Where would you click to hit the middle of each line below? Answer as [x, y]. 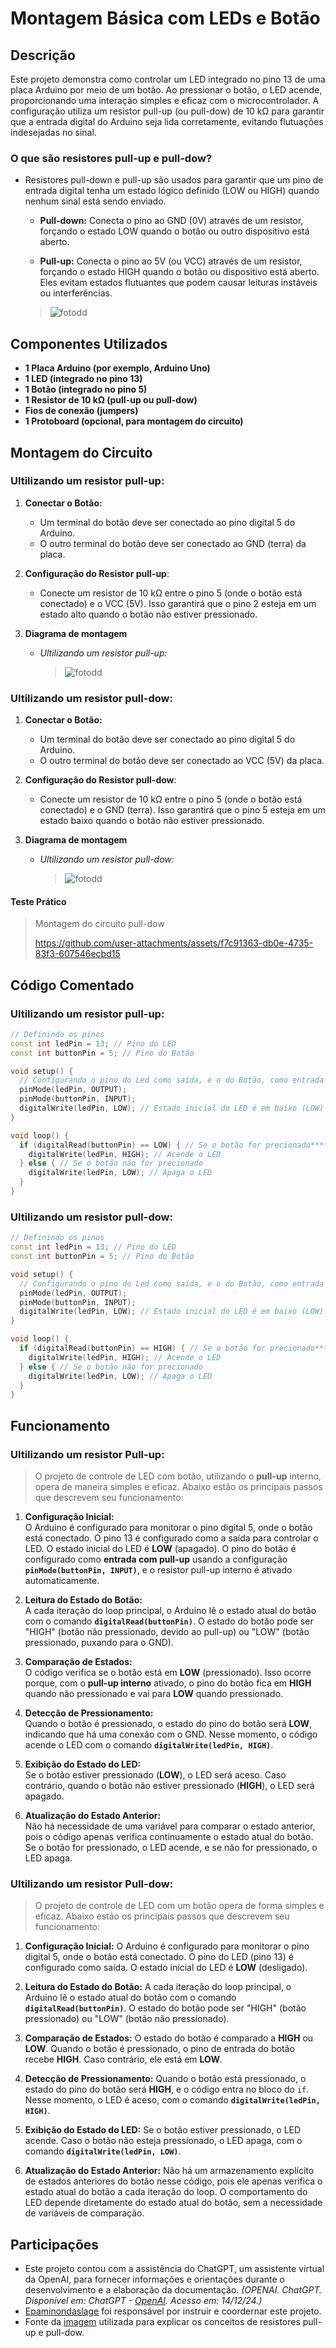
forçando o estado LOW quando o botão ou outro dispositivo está [174, 231]
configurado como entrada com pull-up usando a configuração [156, 1559]
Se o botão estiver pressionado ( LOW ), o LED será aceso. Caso [155, 1774]
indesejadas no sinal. [53, 132]
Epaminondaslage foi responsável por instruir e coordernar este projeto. [173, 2311]
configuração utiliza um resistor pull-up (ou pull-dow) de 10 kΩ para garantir [167, 111]
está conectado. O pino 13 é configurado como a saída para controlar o [171, 1538]
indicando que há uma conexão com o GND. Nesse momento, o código [171, 1734]
